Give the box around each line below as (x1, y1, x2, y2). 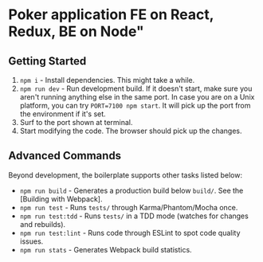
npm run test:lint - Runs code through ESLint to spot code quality (19, 228, 241, 237)
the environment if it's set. (19, 109, 106, 119)
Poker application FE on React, (8, 6, 214, 24)
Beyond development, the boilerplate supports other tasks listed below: (8, 170, 243, 180)
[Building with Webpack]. (19, 194, 103, 204)
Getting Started (8, 54, 87, 68)
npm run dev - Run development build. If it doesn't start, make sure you (19, 84, 253, 93)
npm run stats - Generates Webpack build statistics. (19, 244, 193, 254)
